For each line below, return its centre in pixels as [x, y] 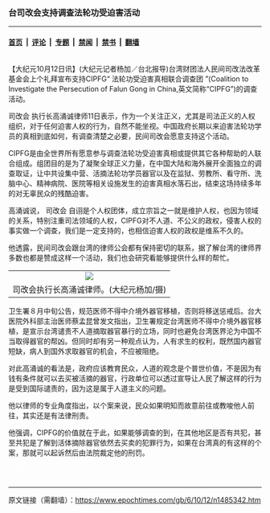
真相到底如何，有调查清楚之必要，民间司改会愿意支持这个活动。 [128, 136]
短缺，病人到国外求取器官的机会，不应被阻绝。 [86, 351]
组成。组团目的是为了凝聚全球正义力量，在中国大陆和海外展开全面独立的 [135, 163]
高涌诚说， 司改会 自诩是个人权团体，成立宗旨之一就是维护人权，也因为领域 [133, 210]
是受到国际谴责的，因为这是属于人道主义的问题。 [89, 388]
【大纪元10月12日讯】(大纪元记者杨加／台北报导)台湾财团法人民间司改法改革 [134, 68]
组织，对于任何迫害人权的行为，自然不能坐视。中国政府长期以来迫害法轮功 [131, 125]
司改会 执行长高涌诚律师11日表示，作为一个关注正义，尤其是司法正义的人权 [132, 116]
